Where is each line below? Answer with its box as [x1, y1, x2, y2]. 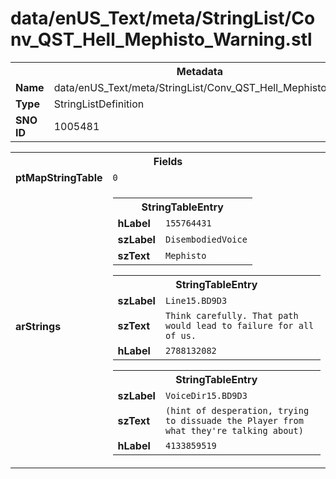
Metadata [176, 64, 224, 78]
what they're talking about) [164, 425, 304, 436]
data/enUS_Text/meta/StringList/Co [10, 7, 316, 30]
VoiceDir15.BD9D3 [164, 390, 248, 401]
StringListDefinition [53, 97, 145, 111]
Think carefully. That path [164, 310, 299, 321]
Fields [153, 154, 183, 168]
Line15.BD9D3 [164, 295, 228, 306]
